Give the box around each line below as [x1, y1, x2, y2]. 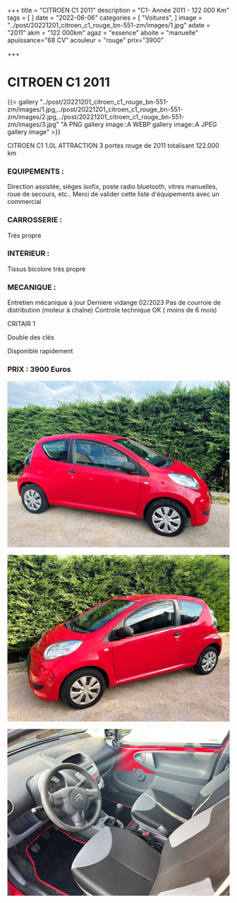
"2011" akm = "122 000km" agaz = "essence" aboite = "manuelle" [7, 28, 199, 37]
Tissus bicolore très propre [7, 265, 86, 273]
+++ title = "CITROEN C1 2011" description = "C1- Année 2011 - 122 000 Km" [7, 6, 230, 14]
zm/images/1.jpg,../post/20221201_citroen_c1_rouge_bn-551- [7, 105, 183, 114]
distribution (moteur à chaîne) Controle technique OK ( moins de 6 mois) [7, 306, 217, 315]
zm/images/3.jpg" [7, 120, 60, 128]
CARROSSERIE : [7, 215, 62, 225]
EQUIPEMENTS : [7, 166, 65, 176]
